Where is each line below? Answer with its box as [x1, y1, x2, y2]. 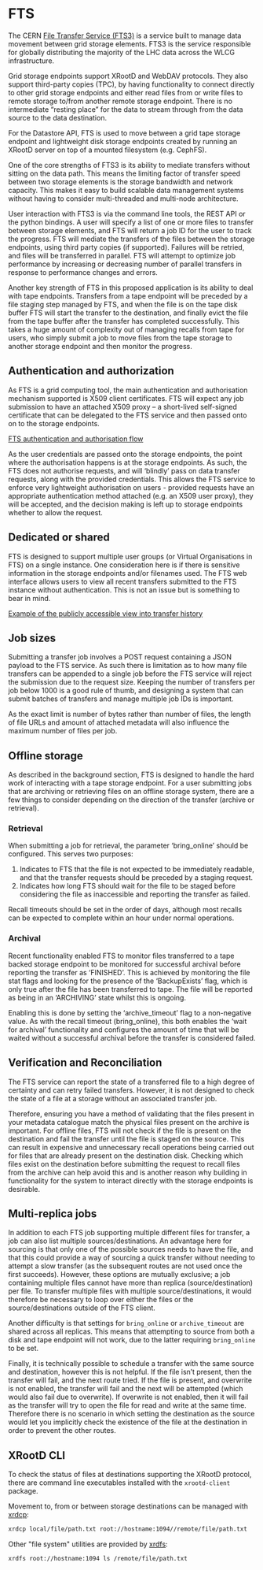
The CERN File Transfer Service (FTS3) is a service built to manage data [8, 31, 242, 40]
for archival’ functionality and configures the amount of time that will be [8, 1025, 239, 1034]
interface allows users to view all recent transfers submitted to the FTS [8, 577, 237, 586]
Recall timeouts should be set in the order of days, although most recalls [8, 905, 243, 915]
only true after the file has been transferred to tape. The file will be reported [8, 984, 254, 993]
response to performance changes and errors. [8, 267, 159, 277]
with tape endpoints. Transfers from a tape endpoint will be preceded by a [8, 291, 249, 300]
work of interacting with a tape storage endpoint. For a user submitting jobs [8, 778, 253, 788]
